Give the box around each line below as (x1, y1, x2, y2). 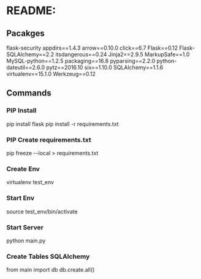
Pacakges (6, 28, 45, 39)
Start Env (6, 194, 35, 203)
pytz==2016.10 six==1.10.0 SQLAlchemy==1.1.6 (46, 64, 164, 71)
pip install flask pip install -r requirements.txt (6, 120, 119, 127)
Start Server (6, 223, 44, 231)
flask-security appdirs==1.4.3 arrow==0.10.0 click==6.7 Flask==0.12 (6, 44, 178, 51)
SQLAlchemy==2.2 (6, 51, 55, 58)
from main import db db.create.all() (6, 266, 95, 273)
